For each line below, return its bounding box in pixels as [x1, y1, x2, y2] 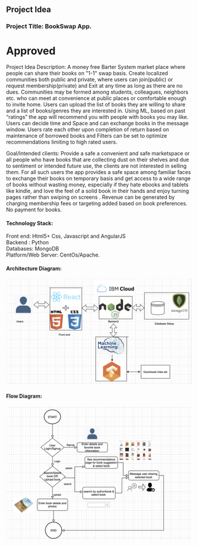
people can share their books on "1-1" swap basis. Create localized [6, 70, 169, 77]
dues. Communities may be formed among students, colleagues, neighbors [6, 88, 189, 96]
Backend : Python [6, 239, 49, 246]
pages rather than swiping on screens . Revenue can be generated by [6, 194, 175, 201]
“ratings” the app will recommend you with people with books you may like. [6, 114, 189, 121]
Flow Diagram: [6, 392, 42, 399]
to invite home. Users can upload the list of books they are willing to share [6, 101, 186, 108]
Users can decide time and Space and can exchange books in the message [6, 120, 189, 127]
